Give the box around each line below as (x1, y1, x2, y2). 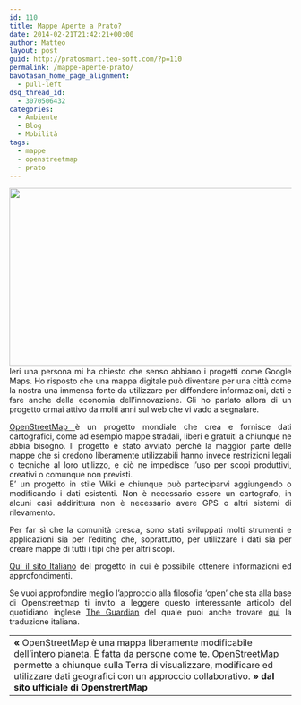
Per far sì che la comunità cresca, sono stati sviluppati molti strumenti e (9, 525, 292, 536)
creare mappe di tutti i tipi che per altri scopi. (9, 544, 176, 555)
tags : (9, 138, 30, 147)
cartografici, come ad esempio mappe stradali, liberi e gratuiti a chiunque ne (9, 431, 292, 442)
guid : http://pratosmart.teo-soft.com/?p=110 (9, 55, 182, 64)
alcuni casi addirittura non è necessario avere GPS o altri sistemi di (9, 498, 292, 509)
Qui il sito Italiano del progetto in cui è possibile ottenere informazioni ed (9, 561, 292, 572)
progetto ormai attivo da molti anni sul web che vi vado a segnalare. (9, 404, 260, 415)
